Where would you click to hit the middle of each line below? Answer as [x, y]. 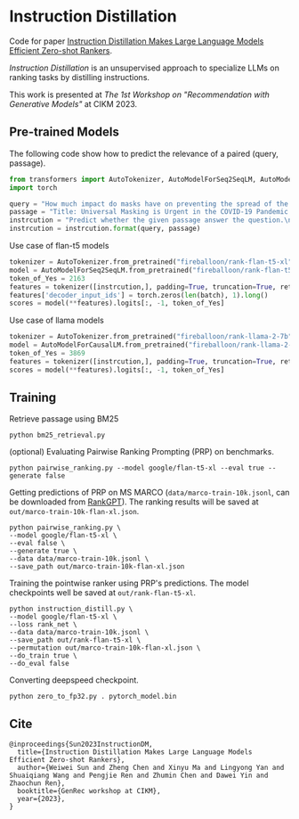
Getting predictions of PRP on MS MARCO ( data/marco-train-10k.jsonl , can [149, 493]
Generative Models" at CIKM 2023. [73, 103]
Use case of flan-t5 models [59, 246]
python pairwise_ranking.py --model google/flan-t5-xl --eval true [137, 468]
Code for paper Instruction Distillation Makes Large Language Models [137, 41]
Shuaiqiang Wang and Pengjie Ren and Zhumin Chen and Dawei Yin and [139, 776]
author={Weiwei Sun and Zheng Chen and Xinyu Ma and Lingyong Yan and [151, 768]
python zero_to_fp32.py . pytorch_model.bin [93, 697]
